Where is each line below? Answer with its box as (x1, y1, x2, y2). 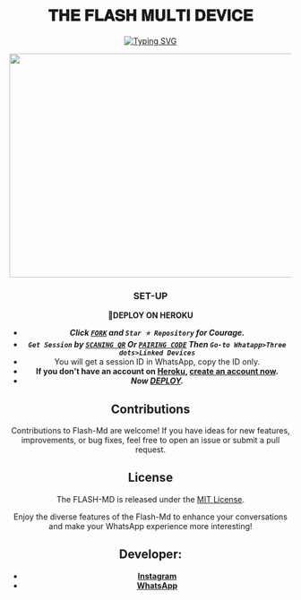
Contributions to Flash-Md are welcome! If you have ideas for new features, (11, 425, 290, 436)
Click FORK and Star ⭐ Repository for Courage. (69, 328, 245, 339)
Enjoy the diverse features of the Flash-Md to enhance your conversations (13, 511, 288, 522)
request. (134, 444, 167, 455)
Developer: (119, 547, 182, 562)
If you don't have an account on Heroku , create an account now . (35, 366, 279, 377)
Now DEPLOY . (131, 375, 184, 386)
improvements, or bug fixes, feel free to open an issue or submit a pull (21, 435, 280, 446)
